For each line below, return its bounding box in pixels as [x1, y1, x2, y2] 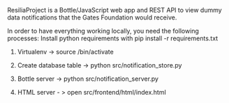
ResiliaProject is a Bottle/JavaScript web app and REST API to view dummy [7, 6, 222, 14]
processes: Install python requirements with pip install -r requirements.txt [7, 34, 219, 42]
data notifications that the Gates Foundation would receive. [7, 13, 177, 22]
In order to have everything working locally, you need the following [7, 27, 199, 35]
